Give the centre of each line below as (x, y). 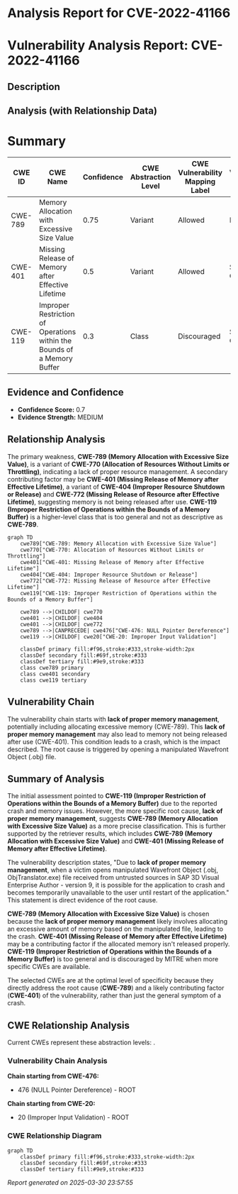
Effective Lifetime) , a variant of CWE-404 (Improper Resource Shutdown (116, 487)
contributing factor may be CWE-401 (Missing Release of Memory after (113, 479)
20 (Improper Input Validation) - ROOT (73, 1117)
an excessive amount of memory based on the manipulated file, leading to (115, 929)
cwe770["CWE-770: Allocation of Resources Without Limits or (112, 550)
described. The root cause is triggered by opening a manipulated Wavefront (118, 749)
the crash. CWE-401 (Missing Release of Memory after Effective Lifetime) (117, 936)
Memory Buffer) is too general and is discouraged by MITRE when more (113, 959)
